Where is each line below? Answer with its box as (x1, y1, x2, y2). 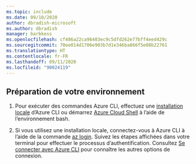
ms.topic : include (6, 8, 52, 15)
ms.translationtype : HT (6, 48, 66, 54)
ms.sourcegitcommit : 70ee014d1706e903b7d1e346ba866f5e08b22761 (6, 42, 168, 48)
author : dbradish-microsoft (6, 20, 77, 26)
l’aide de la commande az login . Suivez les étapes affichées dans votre (14, 133, 190, 141)
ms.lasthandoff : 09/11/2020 (6, 59, 77, 65)
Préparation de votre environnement (6, 86, 145, 96)
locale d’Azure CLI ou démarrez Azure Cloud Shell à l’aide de (14, 109, 165, 116)
